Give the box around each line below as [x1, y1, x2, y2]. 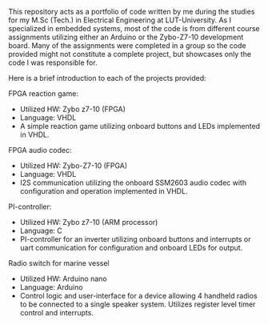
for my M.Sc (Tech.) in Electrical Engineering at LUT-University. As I [8, 15, 232, 25]
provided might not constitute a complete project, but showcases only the [8, 50, 252, 58]
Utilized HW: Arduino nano [19, 274, 107, 283]
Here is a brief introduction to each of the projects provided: [8, 74, 206, 82]
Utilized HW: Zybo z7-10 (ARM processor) [19, 218, 158, 227]
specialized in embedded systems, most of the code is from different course [8, 24, 260, 33]
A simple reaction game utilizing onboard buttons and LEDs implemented [19, 122, 261, 130]
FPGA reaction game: [8, 89, 78, 98]
